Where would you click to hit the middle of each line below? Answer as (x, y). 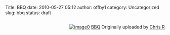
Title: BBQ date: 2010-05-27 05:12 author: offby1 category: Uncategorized (82, 7)
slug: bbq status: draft (28, 13)
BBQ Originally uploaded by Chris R (128, 27)
